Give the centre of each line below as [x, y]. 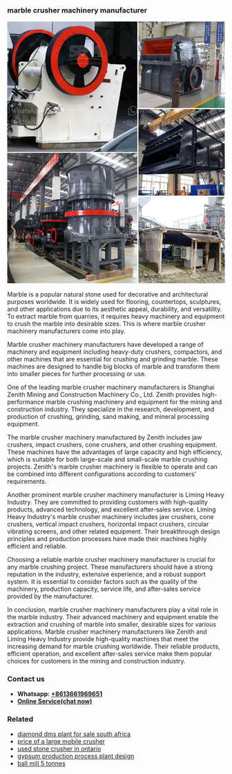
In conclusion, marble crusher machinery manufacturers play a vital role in [113, 610]
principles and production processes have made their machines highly [107, 538]
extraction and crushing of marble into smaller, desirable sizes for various [112, 624]
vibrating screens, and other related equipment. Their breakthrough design [114, 531]
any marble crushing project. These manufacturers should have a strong [110, 567]
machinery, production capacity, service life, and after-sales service [104, 589]
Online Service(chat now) [55, 701]
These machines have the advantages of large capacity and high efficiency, [115, 452]
